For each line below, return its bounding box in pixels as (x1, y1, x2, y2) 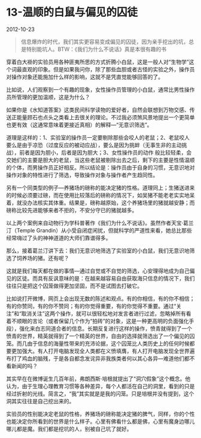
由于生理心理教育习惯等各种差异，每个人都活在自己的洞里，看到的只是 (22, 382, 195, 389)
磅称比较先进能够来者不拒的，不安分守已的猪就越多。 (6, 206, 138, 213)
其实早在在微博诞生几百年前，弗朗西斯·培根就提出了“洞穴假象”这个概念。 (6, 375, 185, 382)
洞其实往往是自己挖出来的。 (6, 397, 75, 404)
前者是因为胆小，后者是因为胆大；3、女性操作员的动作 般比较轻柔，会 (19, 149, 192, 156)
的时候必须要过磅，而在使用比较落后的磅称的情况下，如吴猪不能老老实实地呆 (6, 191, 195, 198)
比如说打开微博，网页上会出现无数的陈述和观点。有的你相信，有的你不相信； (6, 295, 195, 302)
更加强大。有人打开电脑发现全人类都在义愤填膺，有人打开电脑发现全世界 (11, 347, 190, 354)
